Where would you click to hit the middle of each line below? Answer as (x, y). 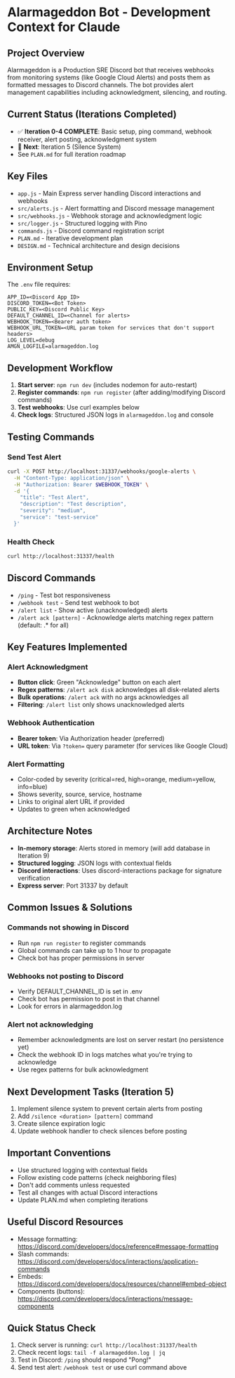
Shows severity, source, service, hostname (80, 794)
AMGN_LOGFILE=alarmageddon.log (53, 346)
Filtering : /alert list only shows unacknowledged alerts (101, 705)
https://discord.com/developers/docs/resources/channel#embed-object (122, 1284)
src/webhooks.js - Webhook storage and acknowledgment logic (109, 216)
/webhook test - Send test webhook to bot (78, 602)
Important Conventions (59, 1153)
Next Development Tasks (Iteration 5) (90, 1092)
